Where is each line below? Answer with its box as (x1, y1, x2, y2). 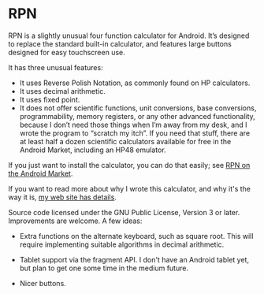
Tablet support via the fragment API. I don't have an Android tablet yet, (19, 255, 250, 264)
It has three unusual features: (8, 62, 104, 72)
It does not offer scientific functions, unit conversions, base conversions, (19, 103, 257, 113)
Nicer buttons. (19, 278, 67, 288)
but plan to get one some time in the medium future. (19, 263, 189, 273)
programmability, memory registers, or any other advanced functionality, (19, 111, 256, 121)
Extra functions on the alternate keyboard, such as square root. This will (19, 231, 254, 240)
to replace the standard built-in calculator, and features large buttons (8, 39, 232, 48)
